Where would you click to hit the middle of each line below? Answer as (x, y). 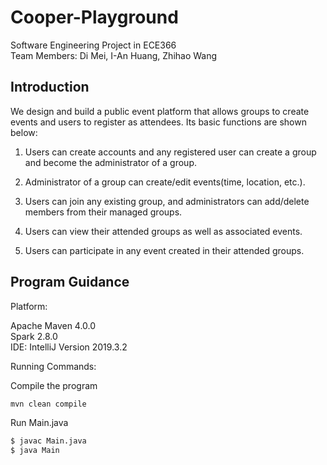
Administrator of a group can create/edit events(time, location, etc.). (165, 182)
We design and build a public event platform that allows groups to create (160, 111)
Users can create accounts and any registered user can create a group (170, 152)
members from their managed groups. (103, 212)
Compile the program (54, 385)
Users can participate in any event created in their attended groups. (164, 250)
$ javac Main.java (48, 441)
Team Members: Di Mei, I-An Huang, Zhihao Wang (114, 55)
